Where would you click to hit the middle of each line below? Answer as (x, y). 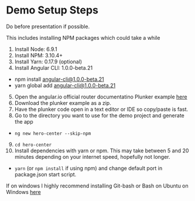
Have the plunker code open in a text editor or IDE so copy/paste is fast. (101, 109)
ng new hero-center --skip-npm (53, 133)
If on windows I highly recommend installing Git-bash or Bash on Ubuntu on (97, 186)
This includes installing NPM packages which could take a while (83, 38)
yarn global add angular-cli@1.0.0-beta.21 (65, 85)
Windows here (23, 192)
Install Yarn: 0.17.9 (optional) (48, 62)
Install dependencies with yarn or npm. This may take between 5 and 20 (102, 151)
